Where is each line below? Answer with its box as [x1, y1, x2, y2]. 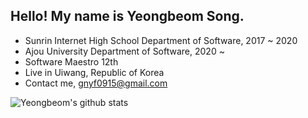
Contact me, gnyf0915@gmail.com [24, 77, 168, 89]
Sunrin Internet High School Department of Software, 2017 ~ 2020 [24, 34, 298, 46]
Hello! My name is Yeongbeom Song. [10, 8, 245, 25]
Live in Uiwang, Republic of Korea [24, 66, 165, 78]
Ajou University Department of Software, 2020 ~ [24, 45, 225, 57]
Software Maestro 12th [24, 55, 119, 68]
